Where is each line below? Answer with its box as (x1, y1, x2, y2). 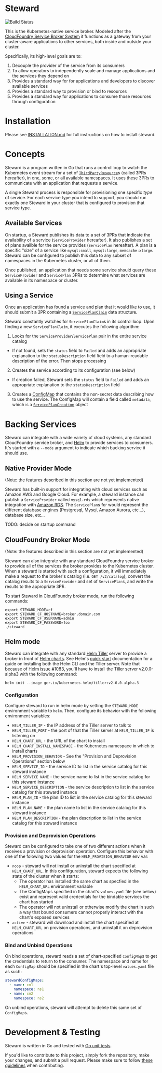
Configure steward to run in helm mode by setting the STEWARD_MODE (5, 703, 138, 709)
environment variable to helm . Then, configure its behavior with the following (5, 708, 157, 714)
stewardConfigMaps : (5, 978, 44, 983)
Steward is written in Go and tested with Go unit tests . (5, 1043, 112, 1049)
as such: (5, 968, 22, 974)
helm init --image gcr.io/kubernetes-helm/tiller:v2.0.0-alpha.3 (5, 680, 139, 685)
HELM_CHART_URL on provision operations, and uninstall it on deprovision (12, 925, 153, 931)
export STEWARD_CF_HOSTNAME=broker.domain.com (5, 612, 100, 616)
